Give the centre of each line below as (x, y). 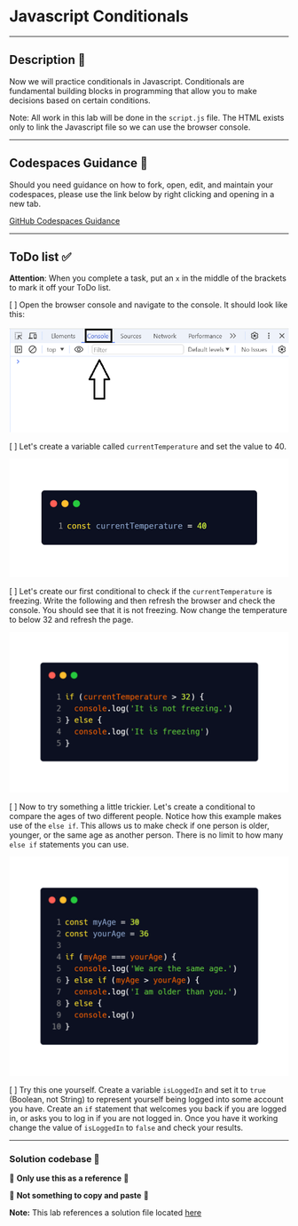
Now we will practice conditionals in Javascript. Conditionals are (127, 81)
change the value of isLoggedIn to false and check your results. (126, 1127)
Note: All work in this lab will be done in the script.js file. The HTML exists (147, 117)
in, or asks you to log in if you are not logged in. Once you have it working (144, 1118)
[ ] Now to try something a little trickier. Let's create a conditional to (132, 807)
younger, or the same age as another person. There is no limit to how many (146, 835)
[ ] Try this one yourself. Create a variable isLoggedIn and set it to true (137, 1089)
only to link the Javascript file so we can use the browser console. (130, 127)
